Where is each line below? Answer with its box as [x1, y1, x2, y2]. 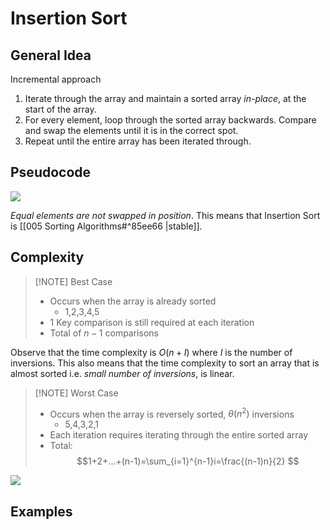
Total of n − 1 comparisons [49, 327, 159, 339]
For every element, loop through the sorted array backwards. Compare [24, 114, 317, 126]
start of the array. [24, 103, 97, 115]
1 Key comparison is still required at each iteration [49, 316, 255, 328]
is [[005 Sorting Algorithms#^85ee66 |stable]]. [10, 220, 203, 232]
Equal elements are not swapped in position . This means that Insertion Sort [10, 209, 321, 221]
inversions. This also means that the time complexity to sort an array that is [10, 357, 320, 369]
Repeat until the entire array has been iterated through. [24, 135, 252, 147]
